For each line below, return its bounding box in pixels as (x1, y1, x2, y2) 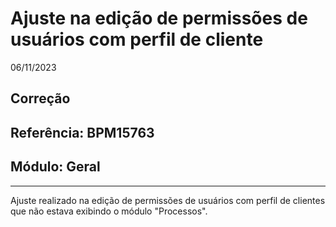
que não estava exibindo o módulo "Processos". (10, 205, 208, 217)
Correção (10, 90, 71, 107)
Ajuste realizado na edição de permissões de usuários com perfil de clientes (10, 194, 326, 206)
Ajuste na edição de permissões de (10, 7, 308, 30)
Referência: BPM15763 (10, 124, 155, 141)
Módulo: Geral (10, 158, 101, 176)
